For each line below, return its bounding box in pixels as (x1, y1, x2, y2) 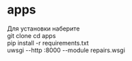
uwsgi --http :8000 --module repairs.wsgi (7, 46, 125, 54)
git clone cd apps (7, 31, 56, 39)
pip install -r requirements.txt (7, 39, 89, 47)
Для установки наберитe (7, 24, 80, 33)
